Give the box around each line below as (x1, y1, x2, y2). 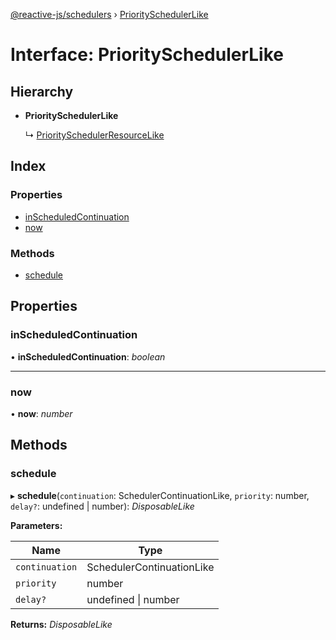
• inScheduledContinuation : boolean (10, 350, 166, 363)
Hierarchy (10, 83, 74, 100)
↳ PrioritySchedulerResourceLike (24, 129, 165, 141)
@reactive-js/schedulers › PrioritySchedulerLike (10, 9, 209, 20)
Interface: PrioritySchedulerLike (10, 44, 284, 66)
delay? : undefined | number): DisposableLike (10, 500, 195, 512)
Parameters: (10, 519, 63, 531)
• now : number (10, 407, 73, 419)
